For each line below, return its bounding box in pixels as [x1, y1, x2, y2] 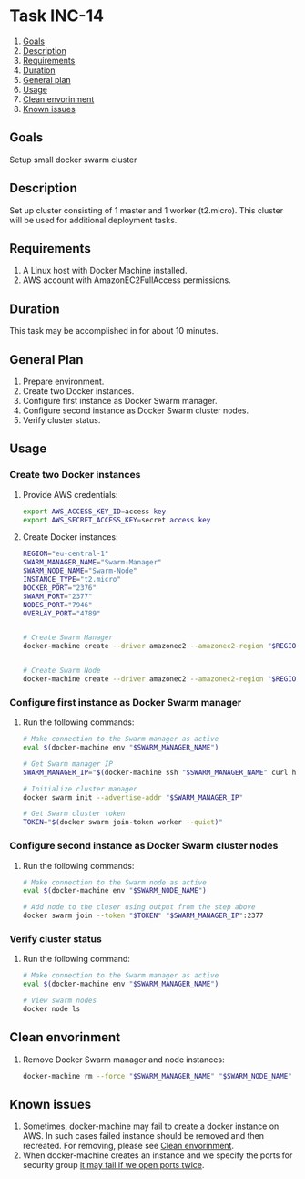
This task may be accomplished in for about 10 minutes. [9, 326, 219, 336]
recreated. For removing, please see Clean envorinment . [22, 1141, 235, 1152]
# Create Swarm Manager [22, 633, 114, 643]
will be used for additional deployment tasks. [9, 214, 178, 225]
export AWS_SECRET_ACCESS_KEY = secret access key [22, 515, 211, 524]
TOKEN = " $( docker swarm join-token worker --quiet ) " [22, 818, 223, 827]
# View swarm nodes [22, 996, 97, 1006]
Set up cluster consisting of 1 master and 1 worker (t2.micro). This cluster [9, 204, 284, 215]
